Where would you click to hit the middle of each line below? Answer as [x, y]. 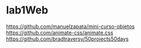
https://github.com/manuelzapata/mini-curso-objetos [70, 26]
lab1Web [27, 10]
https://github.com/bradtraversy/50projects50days [67, 39]
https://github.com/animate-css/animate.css [60, 32]
